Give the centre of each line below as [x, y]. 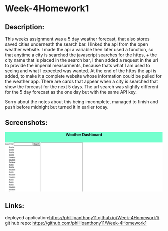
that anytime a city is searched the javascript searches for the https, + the [81, 55]
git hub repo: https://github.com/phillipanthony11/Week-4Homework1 [76, 223]
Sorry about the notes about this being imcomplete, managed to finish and [82, 102]
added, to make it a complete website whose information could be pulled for [83, 76]
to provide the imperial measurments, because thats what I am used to [78, 66]
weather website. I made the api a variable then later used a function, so [79, 50]
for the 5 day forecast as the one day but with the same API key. [71, 92]
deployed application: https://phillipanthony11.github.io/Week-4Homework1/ [82, 218]
